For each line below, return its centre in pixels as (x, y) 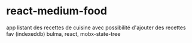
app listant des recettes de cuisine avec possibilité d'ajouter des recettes (96, 27)
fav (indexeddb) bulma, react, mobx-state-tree (63, 33)
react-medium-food (57, 11)
